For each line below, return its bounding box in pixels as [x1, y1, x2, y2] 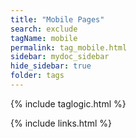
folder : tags [10, 71, 65, 81]
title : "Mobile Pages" [10, 14, 105, 25]
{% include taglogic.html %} [10, 97, 127, 110]
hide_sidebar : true [10, 61, 92, 71]
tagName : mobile [10, 33, 78, 43]
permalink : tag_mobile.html [10, 42, 128, 53]
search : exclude [10, 24, 78, 34]
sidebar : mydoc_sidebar [10, 52, 110, 62]
